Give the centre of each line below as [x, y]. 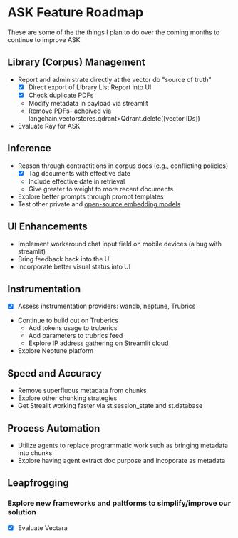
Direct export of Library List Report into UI [90, 87]
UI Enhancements [47, 227]
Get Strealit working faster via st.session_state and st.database [110, 406]
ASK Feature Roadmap [76, 13]
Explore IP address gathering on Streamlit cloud [98, 343]
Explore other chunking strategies [67, 398]
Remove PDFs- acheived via [70, 111]
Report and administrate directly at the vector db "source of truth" [114, 79]
